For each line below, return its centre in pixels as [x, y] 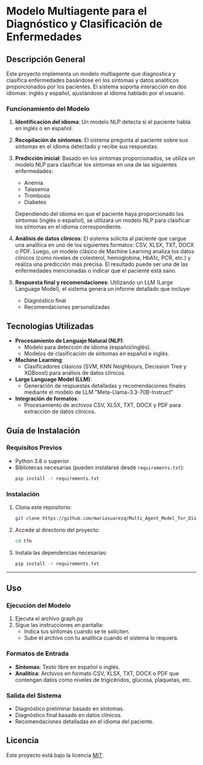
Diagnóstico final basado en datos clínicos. [69, 715]
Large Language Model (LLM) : [53, 379]
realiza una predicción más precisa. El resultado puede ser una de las [101, 264]
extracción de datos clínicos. [60, 412]
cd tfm [23, 541]
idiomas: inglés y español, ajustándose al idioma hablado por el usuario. [96, 93]
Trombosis [37, 196]
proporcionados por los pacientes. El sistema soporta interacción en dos [97, 87]
